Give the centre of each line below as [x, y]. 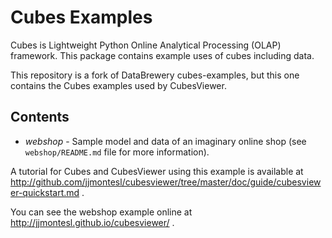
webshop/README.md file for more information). [117, 152]
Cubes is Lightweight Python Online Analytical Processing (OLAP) [146, 45]
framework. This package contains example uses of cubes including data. [162, 55]
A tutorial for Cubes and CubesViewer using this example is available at [157, 171]
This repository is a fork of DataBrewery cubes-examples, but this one [155, 75]
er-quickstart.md [45, 192]
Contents [40, 117]
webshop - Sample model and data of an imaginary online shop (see [165, 141]
